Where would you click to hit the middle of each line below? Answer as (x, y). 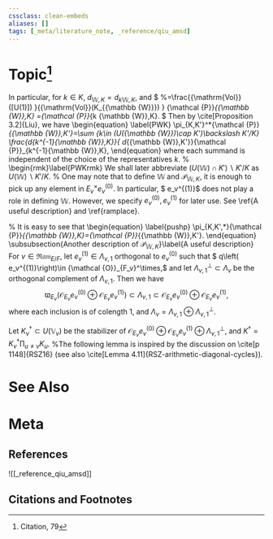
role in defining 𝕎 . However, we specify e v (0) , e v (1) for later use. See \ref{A (133, 201)
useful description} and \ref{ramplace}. (74, 211)
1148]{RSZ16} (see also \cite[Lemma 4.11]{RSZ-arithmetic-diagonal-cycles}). (136, 354)
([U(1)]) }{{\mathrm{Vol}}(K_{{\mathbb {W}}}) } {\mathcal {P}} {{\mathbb (129, 107)
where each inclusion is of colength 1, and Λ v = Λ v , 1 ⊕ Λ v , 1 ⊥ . (113, 312)
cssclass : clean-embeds (49, 16)
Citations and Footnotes (70, 500)
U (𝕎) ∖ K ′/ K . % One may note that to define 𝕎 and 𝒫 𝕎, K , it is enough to (130, 178)
